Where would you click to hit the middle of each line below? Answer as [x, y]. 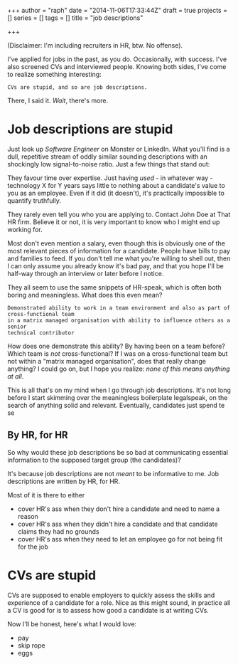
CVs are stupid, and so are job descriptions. [77, 88]
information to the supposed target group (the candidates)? [94, 460]
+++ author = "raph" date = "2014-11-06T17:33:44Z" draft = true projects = [117, 10]
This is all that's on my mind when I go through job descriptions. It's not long [119, 390]
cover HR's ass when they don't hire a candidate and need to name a [119, 509]
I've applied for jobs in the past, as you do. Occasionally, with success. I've [117, 59]
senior [17, 327]
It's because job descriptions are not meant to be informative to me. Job [113, 473]
